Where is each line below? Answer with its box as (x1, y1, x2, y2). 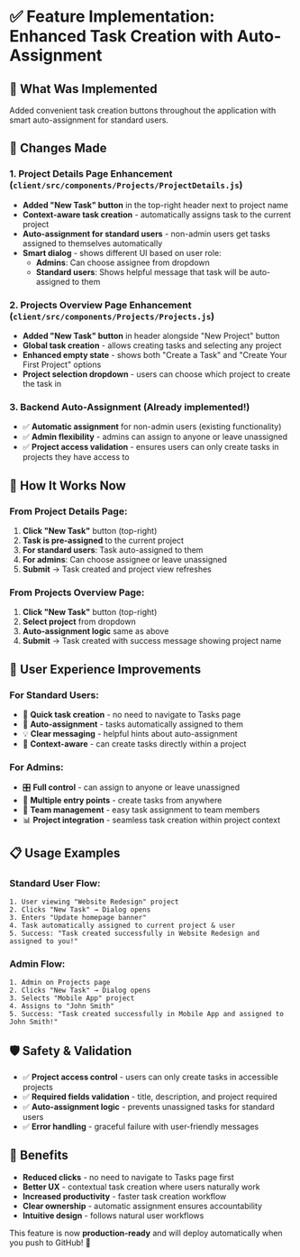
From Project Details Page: (9, 505, 128, 518)
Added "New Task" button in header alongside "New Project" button (22, 330, 280, 341)
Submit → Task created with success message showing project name (22, 636, 282, 647)
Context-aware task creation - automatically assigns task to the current (22, 209, 291, 220)
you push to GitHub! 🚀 (9, 1237, 92, 1248)
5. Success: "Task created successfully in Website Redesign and (9, 929, 259, 938)
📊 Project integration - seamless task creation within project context (22, 814, 281, 826)
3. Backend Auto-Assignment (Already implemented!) (9, 400, 250, 413)
